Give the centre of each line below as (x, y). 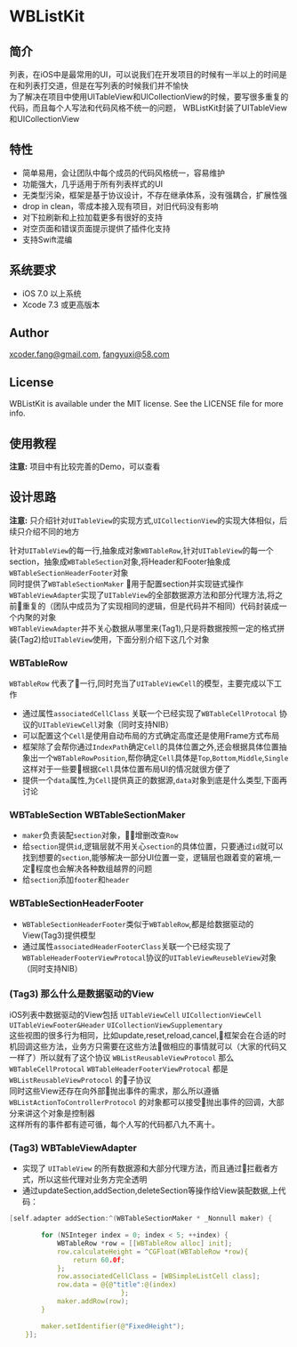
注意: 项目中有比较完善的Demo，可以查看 (85, 467)
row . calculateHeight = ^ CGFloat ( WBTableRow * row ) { (153, 1252)
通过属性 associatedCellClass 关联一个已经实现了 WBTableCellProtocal (149, 714)
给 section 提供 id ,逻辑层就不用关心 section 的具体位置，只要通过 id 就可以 (153, 846)
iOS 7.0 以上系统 (52, 293)
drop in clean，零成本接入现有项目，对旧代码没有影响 (120, 206)
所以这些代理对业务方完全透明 (92, 1180)
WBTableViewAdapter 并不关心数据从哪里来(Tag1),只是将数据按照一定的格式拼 (147, 628)
